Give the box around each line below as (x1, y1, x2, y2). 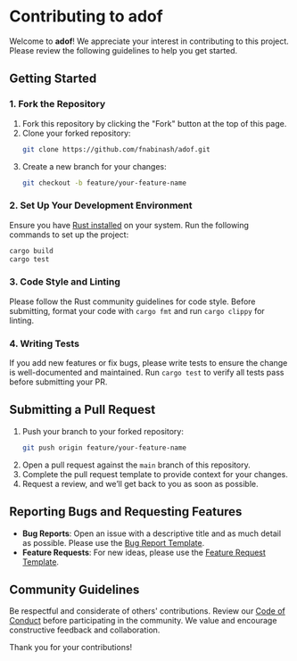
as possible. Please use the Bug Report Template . (21, 537, 205, 548)
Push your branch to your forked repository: (21, 426, 185, 436)
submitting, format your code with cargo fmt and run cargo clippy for (9, 305, 265, 316)
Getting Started (9, 71, 97, 87)
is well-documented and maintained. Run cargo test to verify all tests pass (9, 368, 285, 378)
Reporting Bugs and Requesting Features (9, 504, 243, 519)
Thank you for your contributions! (9, 642, 133, 653)
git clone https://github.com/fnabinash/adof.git (21, 145, 211, 153)
